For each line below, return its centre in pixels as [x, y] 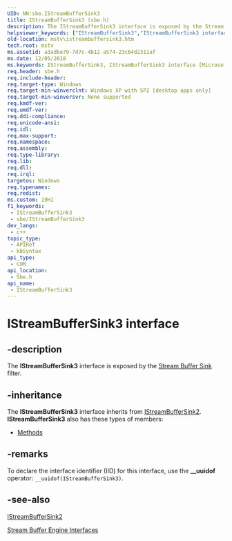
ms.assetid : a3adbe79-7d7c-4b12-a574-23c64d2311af [81, 53]
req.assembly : [28, 149]
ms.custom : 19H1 [30, 200]
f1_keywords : [26, 207]
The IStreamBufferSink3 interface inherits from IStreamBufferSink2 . [104, 412]
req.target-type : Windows [44, 84]
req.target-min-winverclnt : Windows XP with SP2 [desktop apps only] [109, 91]
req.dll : [20, 168]
